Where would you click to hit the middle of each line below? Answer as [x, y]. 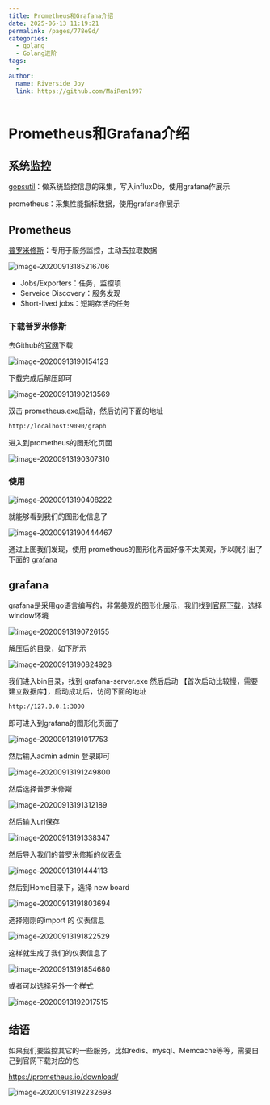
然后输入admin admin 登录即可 [59, 756]
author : [21, 76]
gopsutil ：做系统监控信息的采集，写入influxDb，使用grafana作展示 [119, 187]
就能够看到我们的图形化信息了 [58, 516]
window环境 [29, 616]
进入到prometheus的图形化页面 [61, 443]
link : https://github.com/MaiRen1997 [79, 91]
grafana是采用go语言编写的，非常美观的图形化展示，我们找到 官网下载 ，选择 [135, 605]
